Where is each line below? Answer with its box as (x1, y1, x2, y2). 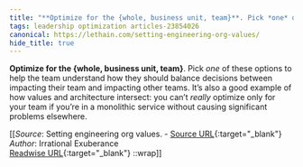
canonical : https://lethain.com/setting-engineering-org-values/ (9, 30, 260, 39)
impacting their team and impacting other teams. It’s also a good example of (9, 82, 292, 93)
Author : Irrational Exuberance (9, 138, 119, 149)
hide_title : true (9, 38, 75, 48)
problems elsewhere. (9, 111, 87, 122)
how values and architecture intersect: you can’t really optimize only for (9, 92, 276, 103)
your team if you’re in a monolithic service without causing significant (9, 101, 268, 113)
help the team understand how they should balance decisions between (9, 73, 273, 84)
